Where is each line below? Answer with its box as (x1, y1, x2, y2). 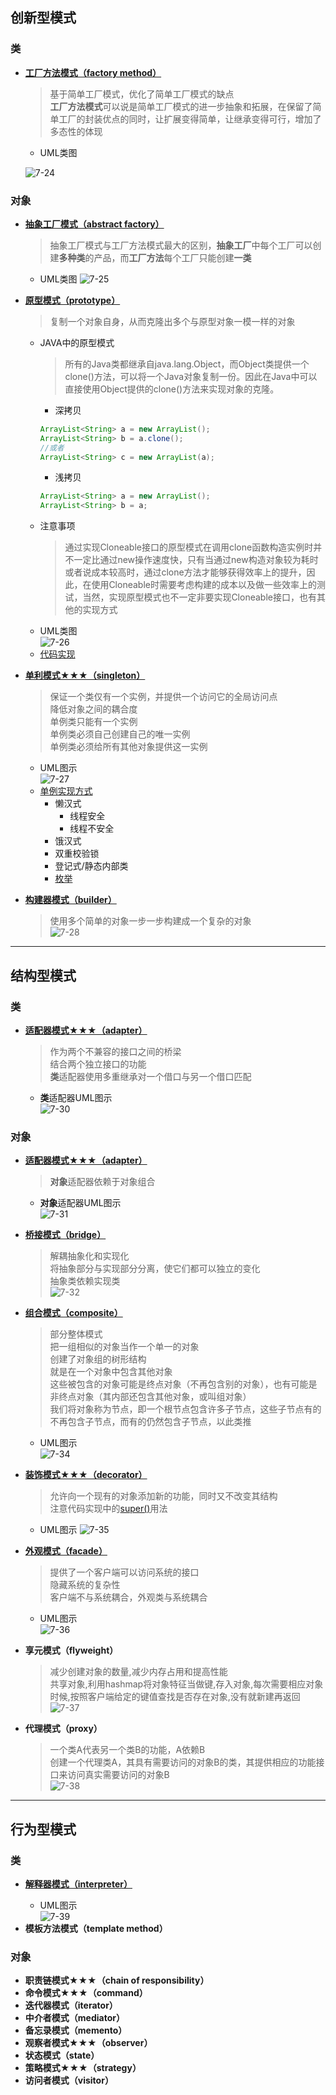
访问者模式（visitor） (24, 2074, 114, 2087)
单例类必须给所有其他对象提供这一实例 (49, 741, 208, 753)
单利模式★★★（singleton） (24, 669, 146, 682)
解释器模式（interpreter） (24, 1878, 133, 1890)
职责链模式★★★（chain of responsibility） (24, 1974, 210, 1987)
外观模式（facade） (24, 1545, 108, 1557)
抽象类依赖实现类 (49, 1275, 121, 1287)
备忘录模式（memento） (24, 2024, 128, 2037)
